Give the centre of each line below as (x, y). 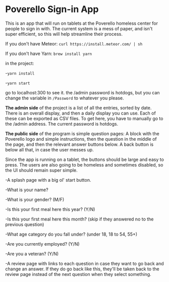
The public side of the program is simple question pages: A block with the (82, 133)
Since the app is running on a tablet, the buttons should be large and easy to (84, 159)
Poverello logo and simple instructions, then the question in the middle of (81, 139)
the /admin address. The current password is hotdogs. (62, 124)
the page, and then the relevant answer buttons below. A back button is (79, 144)
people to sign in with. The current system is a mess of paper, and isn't (79, 28)
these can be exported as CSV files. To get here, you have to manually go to (84, 118)
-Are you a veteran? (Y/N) (32, 254)
